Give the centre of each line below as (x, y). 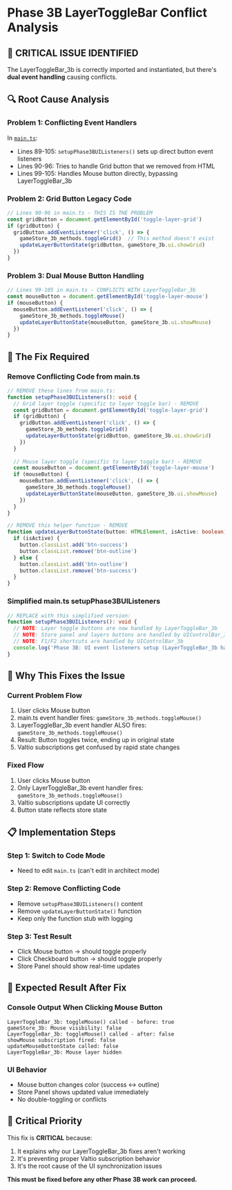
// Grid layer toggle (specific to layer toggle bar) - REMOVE (106, 404)
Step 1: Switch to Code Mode (56, 855)
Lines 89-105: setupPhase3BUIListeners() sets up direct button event (115, 151)
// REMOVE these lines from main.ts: (61, 390)
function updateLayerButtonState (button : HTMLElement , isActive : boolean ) (117, 532)
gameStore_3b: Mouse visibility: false (65, 1028)
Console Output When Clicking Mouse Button (85, 1007)
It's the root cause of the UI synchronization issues (89, 1166)
